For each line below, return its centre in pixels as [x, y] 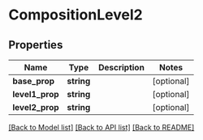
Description [121, 68]
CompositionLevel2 [76, 15]
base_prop [34, 81]
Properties [36, 45]
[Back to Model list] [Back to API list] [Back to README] [101, 127]
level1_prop [36, 94]
